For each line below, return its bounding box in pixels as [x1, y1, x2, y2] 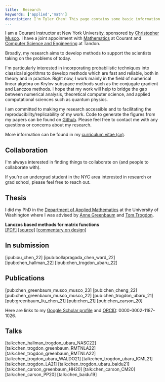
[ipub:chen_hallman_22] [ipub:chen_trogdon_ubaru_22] [5, 260, 118, 266]
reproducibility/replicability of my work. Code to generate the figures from [5, 111, 156, 117]
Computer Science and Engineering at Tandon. [5, 41, 100, 47]
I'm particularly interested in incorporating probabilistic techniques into [5, 65, 150, 71]
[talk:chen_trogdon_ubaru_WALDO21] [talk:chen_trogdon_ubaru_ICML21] [5, 356, 153, 362]
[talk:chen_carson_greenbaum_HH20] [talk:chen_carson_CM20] [5, 366, 136, 372]
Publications [5, 274, 45, 282]
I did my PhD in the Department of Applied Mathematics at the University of [5, 207, 159, 213]
